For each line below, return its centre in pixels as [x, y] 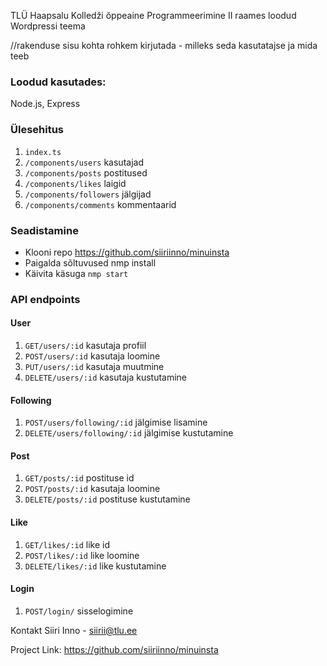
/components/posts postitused [86, 172]
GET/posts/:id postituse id [79, 478]
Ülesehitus [37, 130]
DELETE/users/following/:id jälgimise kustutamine [129, 433]
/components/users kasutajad [84, 162]
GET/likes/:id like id [67, 544]
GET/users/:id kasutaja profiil [85, 346]
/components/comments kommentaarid [100, 204]
